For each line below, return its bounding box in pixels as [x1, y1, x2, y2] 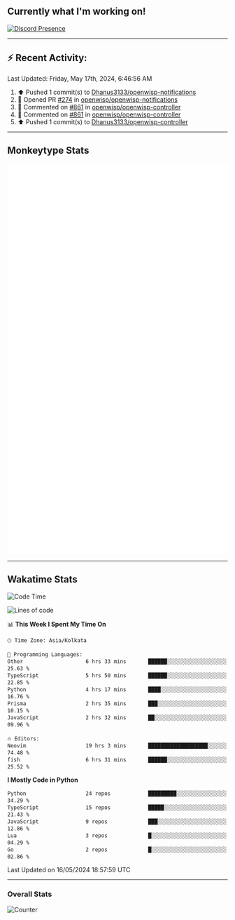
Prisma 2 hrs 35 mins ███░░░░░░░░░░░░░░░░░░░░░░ [7, 700, 227, 707]
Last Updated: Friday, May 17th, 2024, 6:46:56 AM [7, 74, 152, 83]
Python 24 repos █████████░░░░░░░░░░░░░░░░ [7, 789, 227, 797]
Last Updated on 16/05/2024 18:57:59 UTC [7, 865, 131, 874]
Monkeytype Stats [7, 145, 90, 156]
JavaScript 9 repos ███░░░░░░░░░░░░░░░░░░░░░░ [7, 818, 227, 825]
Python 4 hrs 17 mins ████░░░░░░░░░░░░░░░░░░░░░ [7, 686, 227, 693]
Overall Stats [7, 889, 52, 899]
